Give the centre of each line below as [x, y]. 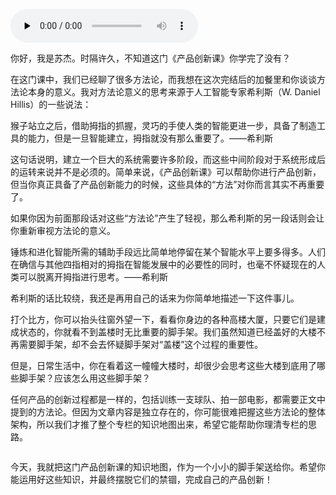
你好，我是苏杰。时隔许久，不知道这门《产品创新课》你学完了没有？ [150, 58]
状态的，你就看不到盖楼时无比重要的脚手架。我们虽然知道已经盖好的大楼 [167, 332]
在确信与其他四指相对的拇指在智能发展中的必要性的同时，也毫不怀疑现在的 [163, 264]
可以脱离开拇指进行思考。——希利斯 [93, 277]
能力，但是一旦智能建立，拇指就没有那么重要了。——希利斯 [150, 138]
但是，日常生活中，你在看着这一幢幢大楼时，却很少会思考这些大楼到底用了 [163, 365]
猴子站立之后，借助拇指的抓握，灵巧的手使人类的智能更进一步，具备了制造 [163, 125]
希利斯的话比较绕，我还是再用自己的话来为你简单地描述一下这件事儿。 [155, 298]
